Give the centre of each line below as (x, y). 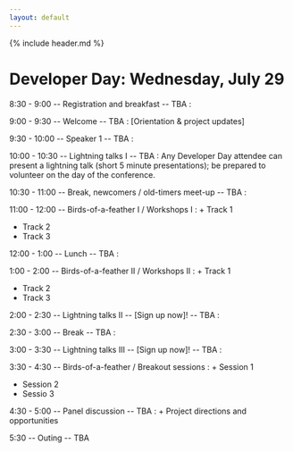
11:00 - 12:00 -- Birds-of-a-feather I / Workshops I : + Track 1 (121, 209)
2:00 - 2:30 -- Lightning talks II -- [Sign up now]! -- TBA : (115, 314)
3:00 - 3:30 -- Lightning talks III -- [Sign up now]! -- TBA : (116, 349)
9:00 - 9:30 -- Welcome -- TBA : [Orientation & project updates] (127, 121)
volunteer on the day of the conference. (83, 174)
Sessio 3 (38, 393)
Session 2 (41, 384)
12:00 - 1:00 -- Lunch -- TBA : (64, 253)
